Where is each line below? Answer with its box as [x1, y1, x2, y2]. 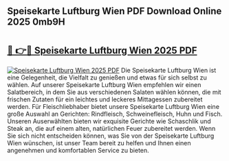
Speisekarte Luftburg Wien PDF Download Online [7, 5, 222, 17]
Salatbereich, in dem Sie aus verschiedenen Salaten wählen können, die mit [7, 88, 221, 96]
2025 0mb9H [7, 16, 65, 28]
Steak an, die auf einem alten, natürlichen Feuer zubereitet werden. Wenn [7, 125, 216, 132]
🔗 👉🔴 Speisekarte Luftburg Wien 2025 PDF [7, 45, 197, 56]
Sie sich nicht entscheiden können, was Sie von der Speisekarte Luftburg [7, 132, 215, 140]
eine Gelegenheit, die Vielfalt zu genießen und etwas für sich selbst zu [7, 73, 208, 82]
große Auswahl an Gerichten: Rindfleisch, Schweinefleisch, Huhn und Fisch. [7, 110, 223, 118]
